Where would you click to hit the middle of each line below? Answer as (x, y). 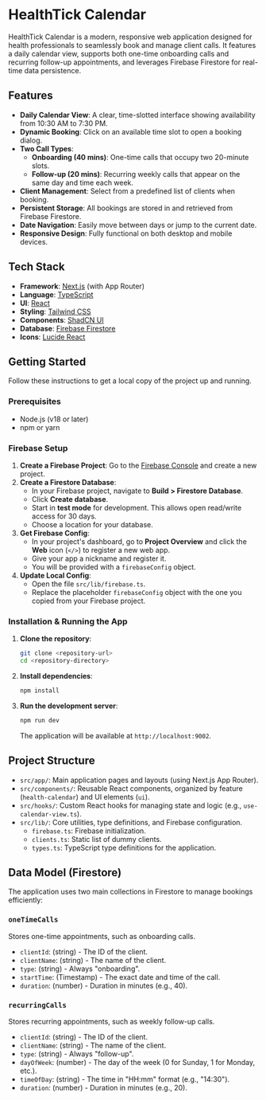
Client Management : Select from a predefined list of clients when (127, 191)
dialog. (31, 140)
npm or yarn (40, 427)
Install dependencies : (56, 676)
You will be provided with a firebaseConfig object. (114, 566)
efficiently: (26, 900)
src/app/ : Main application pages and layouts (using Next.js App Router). (139, 780)
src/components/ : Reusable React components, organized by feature (131, 788)
